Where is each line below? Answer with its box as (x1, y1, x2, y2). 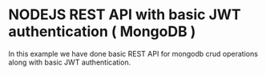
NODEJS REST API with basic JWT (8, 6, 242, 24)
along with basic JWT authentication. (8, 57, 131, 67)
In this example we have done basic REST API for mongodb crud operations (8, 49, 259, 58)
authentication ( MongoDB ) (8, 22, 196, 41)
